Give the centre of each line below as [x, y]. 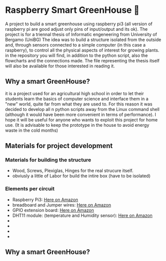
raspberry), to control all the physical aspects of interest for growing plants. [82, 50]
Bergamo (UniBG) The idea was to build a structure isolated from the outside [83, 40]
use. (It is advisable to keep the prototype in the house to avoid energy [77, 125]
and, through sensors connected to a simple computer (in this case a [76, 45]
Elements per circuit [30, 189]
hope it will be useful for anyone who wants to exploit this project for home [81, 120]
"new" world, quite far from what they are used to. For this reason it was [79, 104]
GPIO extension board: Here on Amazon [53, 210]
